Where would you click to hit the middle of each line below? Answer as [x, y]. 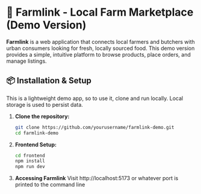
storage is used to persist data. [45, 104]
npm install [30, 161]
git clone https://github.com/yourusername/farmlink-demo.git [94, 127]
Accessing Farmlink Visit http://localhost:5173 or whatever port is [97, 178]
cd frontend [30, 155]
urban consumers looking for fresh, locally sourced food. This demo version [100, 48]
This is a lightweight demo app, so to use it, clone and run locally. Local [95, 98]
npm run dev [30, 167]
